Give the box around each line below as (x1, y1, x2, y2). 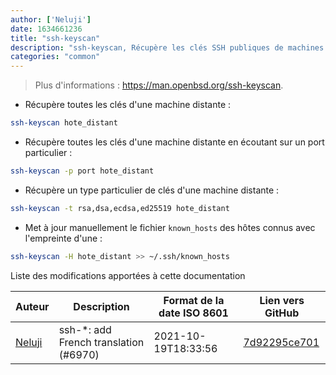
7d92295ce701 (243, 335, 320, 349)
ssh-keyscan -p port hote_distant (10, 166, 155, 176)
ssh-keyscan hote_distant (10, 118, 118, 128)
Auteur (15, 299, 50, 313)
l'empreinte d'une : (24, 232, 103, 244)
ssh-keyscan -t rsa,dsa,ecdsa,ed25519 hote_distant (10, 203, 230, 213)
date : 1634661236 (10, 24, 83, 34)
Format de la (163, 293, 225, 307)
